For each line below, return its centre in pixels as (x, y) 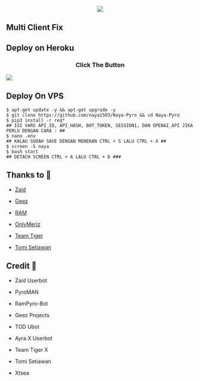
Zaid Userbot (31, 280)
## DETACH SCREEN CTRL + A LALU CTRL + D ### (63, 157)
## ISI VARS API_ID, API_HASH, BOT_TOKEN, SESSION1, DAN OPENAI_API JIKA (100, 125)
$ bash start (22, 151)
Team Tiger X (32, 349)
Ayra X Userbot (33, 338)
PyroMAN (27, 292)
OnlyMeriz (27, 224)
